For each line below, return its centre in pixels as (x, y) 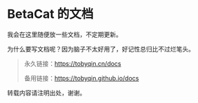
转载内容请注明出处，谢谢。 (47, 93)
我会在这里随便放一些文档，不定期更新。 (65, 34)
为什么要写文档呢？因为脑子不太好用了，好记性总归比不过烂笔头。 (101, 49)
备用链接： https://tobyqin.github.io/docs (81, 78)
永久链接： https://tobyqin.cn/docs (72, 63)
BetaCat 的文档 (50, 14)
